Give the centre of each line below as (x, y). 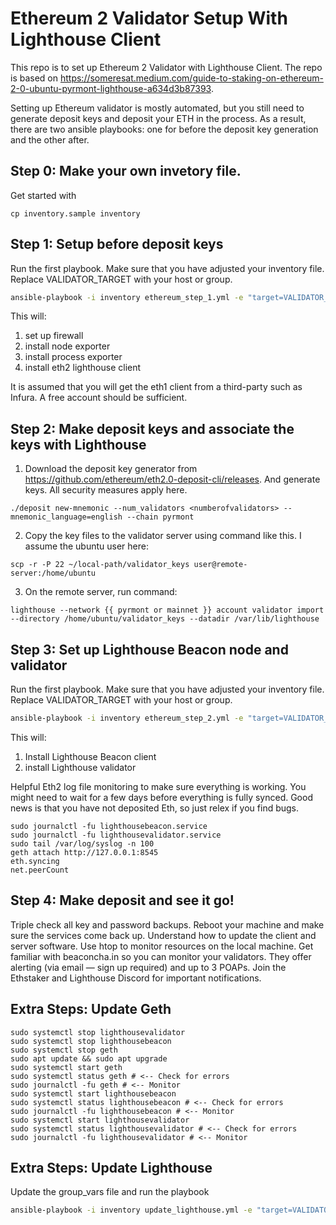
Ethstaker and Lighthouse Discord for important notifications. (136, 978)
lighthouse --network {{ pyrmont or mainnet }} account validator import (167, 610)
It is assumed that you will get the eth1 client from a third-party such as (156, 387)
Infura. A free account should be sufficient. (99, 398)
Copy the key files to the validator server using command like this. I (163, 536)
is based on (34, 78)
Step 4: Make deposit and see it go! (122, 900)
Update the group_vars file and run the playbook (110, 1192)
